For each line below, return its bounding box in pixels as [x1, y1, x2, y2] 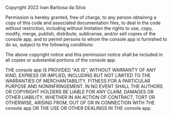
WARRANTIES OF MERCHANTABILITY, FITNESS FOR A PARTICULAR [5, 78, 150, 84]
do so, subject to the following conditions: [5, 42, 94, 48]
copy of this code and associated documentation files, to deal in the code [5, 20, 161, 26]
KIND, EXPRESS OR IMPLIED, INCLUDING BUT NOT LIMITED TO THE [5, 72, 151, 79]
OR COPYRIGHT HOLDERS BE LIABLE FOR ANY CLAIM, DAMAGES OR [5, 89, 154, 94]
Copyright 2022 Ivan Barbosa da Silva [5, 5, 86, 10]
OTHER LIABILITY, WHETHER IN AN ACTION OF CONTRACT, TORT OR [5, 94, 155, 100]
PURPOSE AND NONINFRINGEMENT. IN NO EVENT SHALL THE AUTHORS [5, 83, 163, 89]
